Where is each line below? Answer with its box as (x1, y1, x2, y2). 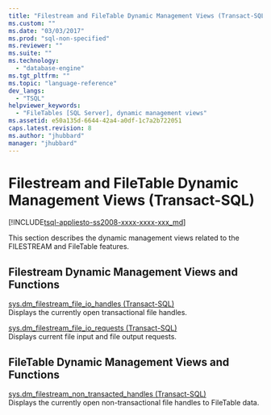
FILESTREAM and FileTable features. (8, 242, 130, 251)
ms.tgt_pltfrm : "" (8, 72, 70, 80)
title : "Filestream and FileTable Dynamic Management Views (8, 11, 215, 20)
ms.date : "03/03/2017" (8, 27, 85, 35)
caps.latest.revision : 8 (8, 124, 92, 132)
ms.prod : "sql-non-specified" (8, 34, 110, 43)
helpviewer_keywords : (8, 102, 81, 110)
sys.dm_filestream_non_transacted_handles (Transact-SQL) (8, 389, 207, 399)
